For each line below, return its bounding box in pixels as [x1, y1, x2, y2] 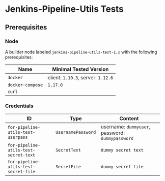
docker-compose [7, 82, 43, 88]
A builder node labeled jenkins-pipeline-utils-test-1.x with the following [5, 49, 157, 55]
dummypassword [100, 136, 134, 141]
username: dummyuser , [100, 123, 151, 130]
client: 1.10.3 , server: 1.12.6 [47, 74, 113, 81]
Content [119, 115, 139, 122]
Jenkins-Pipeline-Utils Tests [5, 3, 124, 15]
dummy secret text [100, 148, 144, 153]
